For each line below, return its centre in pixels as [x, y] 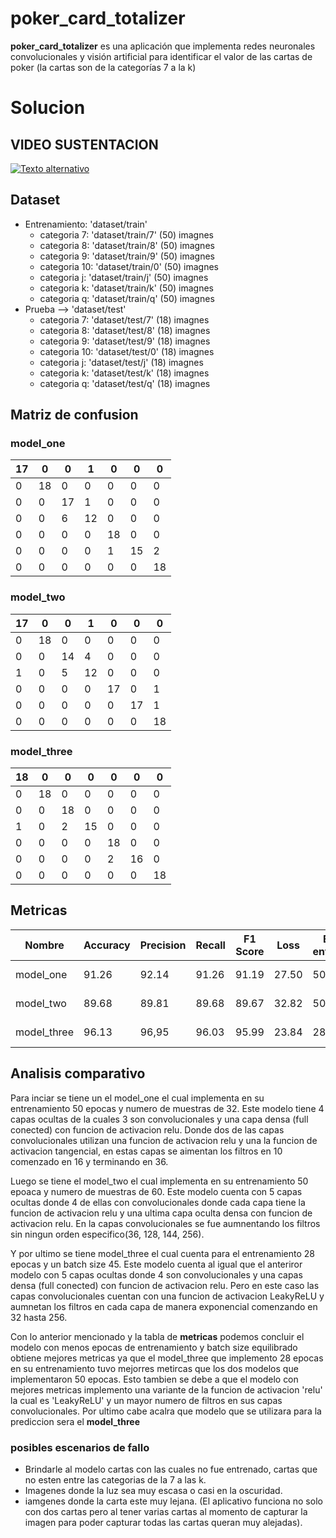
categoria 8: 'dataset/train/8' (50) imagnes [127, 245]
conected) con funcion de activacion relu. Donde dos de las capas [147, 1129]
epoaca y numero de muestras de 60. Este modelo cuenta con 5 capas [156, 1191]
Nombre [44, 945]
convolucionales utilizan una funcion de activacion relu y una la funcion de [164, 1140]
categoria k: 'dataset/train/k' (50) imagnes [126, 288]
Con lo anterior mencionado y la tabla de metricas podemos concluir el [157, 1336]
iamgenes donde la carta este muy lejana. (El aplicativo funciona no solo [173, 1501]
